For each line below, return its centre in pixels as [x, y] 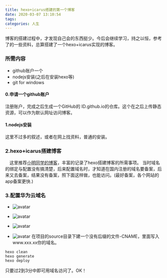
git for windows [28, 82]
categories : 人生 [22, 24]
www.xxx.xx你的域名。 [36, 242]
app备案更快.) [19, 182]
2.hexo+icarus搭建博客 [33, 151]
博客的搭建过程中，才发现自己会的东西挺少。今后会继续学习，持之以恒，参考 [83, 38]
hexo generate [20, 256]
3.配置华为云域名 [26, 195]
